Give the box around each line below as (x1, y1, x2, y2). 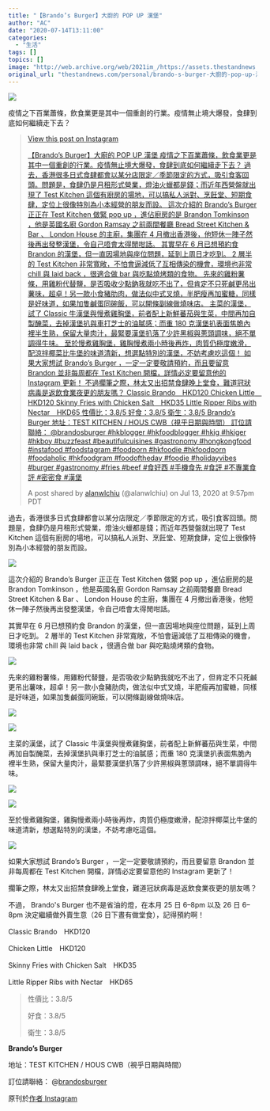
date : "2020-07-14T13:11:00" (8, 26, 104, 34)
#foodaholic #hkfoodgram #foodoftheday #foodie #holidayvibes (27, 453, 237, 462)
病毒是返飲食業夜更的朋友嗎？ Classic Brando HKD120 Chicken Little (27, 387, 255, 397)
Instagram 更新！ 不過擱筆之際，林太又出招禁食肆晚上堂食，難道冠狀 (27, 378, 251, 387)
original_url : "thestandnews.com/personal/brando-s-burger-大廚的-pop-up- (8, 70, 257, 78)
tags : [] (8, 48, 37, 56)
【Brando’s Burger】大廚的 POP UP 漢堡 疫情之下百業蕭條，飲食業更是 (27, 150, 257, 159)
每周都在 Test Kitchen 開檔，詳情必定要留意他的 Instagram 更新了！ (14, 866, 234, 876)
